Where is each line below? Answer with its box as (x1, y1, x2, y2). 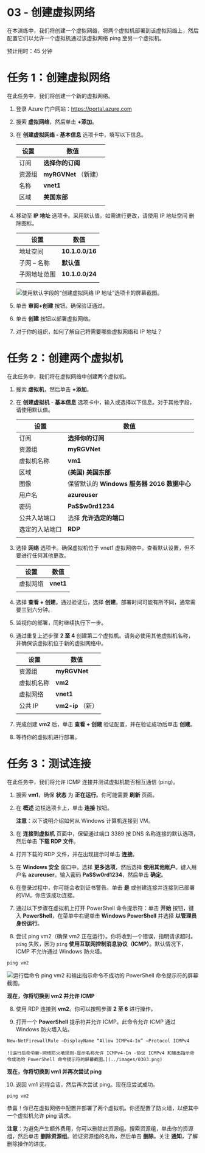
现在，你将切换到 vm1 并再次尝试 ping (7, 1068, 102, 1075)
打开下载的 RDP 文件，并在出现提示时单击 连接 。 (15, 850, 138, 857)
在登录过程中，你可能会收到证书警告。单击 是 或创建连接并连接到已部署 (15, 884, 195, 891)
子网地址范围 (18, 270, 56, 279)
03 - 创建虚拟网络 (7, 5, 96, 19)
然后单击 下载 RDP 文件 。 (15, 837, 79, 845)
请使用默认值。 (15, 406, 54, 414)
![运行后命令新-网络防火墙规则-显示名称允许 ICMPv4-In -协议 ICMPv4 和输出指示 (7, 1050, 190, 1056)
